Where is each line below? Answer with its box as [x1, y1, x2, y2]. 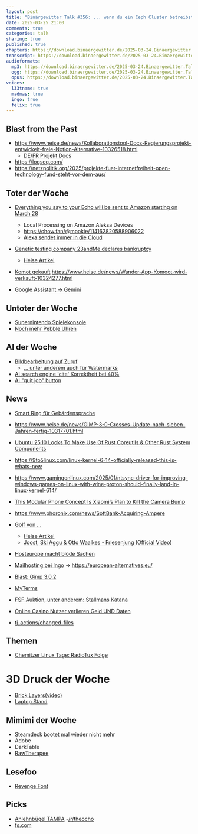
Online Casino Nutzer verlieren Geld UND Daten [14, 607, 131, 614]
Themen [6, 636, 38, 646]
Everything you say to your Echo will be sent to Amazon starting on [14, 204, 178, 211]
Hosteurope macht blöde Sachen [14, 550, 95, 557]
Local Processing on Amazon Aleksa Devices [23, 221, 134, 229]
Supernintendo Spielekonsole [14, 318, 87, 325]
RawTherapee [14, 750, 49, 757]
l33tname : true [11, 86, 49, 92]
